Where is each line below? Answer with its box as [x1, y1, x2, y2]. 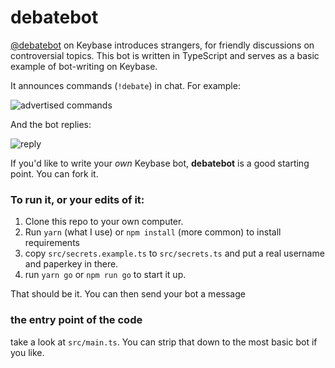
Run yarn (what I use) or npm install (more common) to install [24, 226, 282, 238]
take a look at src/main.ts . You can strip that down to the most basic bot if [10, 336, 318, 348]
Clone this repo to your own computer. [24, 216, 184, 228]
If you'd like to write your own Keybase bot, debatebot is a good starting [10, 157, 310, 169]
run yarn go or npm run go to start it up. [24, 269, 187, 281]
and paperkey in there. [24, 258, 119, 270]
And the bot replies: [10, 118, 92, 130]
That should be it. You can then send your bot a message [10, 288, 246, 300]
